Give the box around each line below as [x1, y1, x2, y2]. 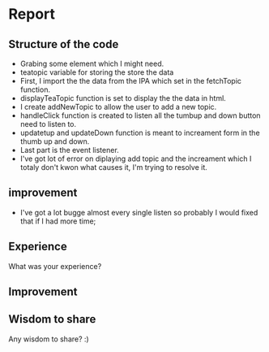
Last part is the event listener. [19, 146, 119, 154]
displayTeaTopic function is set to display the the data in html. [19, 93, 227, 102]
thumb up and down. [19, 137, 90, 146]
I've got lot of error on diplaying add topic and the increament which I [19, 154, 252, 163]
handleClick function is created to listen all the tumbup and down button [19, 111, 261, 120]
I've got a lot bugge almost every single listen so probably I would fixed [19, 207, 258, 217]
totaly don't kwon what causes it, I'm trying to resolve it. [19, 163, 208, 172]
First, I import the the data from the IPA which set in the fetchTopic [19, 76, 241, 85]
